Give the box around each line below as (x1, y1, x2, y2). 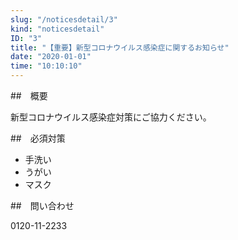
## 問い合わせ (10, 200, 75, 211)
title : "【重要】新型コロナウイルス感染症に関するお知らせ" (10, 42, 230, 53)
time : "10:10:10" (10, 61, 83, 71)
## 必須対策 (10, 132, 66, 144)
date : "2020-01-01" (10, 52, 92, 62)
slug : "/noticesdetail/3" (10, 14, 118, 25)
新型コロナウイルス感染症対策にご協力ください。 (10, 111, 212, 123)
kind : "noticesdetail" (10, 24, 105, 34)
